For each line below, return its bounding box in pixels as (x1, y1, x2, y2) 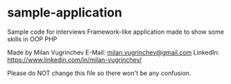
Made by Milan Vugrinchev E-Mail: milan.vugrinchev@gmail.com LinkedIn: (7, 48, 220, 56)
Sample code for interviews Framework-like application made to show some (7, 28, 224, 36)
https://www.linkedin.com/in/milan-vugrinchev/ (7, 55, 142, 63)
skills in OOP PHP (7, 34, 58, 43)
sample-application (7, 5, 123, 21)
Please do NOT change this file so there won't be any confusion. (7, 69, 191, 77)
